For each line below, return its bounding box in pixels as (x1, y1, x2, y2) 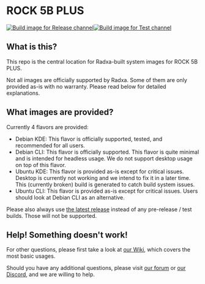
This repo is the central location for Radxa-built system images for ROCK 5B (6, 58, 198, 65)
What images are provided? (6, 107, 114, 118)
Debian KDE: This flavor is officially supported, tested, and (15, 135, 163, 143)
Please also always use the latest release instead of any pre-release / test (6, 206, 192, 213)
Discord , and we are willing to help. (6, 271, 95, 278)
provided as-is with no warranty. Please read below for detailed (6, 83, 166, 90)
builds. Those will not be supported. (6, 212, 97, 219)
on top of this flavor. (15, 161, 66, 168)
